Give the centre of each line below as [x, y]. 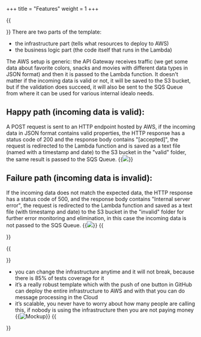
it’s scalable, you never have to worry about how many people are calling [105, 303]
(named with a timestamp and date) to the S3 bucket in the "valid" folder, [96, 152]
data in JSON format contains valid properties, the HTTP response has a [95, 133]
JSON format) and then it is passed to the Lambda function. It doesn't [92, 74]
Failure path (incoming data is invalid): [79, 178]
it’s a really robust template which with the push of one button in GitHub [103, 284]
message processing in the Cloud [56, 297]
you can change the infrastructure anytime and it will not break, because [105, 272]
